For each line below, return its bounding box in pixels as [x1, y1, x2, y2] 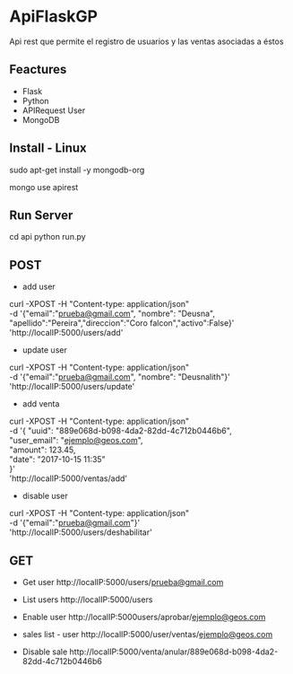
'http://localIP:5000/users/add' [9, 328, 124, 338]
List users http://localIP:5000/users [22, 594, 153, 605]
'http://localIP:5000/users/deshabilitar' [9, 527, 152, 538]
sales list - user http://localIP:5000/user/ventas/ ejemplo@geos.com [22, 629, 273, 639]
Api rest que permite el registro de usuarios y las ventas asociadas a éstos [9, 36, 284, 47]
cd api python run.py [9, 232, 87, 242]
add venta [22, 398, 60, 409]
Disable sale [22, 646, 68, 657]
